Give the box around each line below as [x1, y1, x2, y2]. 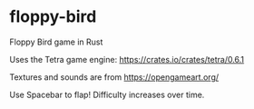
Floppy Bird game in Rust [9, 36, 103, 47]
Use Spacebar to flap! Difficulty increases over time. [9, 89, 205, 100]
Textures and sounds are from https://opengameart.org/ [9, 71, 220, 83]
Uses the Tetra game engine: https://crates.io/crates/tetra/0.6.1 [9, 54, 245, 64]
